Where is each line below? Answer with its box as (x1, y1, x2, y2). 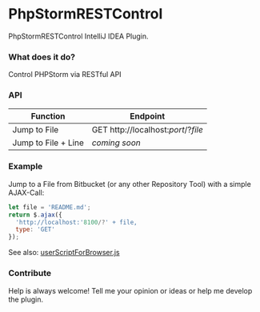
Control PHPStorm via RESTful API (8, 70, 122, 79)
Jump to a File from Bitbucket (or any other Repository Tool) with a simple (8, 179, 252, 188)
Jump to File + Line (12, 137, 84, 148)
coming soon (91, 137, 142, 148)
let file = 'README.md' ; (8, 203, 91, 211)
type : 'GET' (15, 225, 56, 233)
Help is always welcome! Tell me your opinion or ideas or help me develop (8, 286, 253, 295)
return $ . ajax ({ (8, 210, 62, 219)
